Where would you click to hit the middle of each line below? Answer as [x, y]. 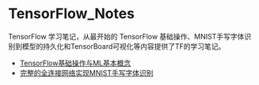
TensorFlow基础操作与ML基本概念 [75, 63]
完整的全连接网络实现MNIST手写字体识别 [86, 72]
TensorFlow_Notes [72, 14]
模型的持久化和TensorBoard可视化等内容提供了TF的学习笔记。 [124, 46]
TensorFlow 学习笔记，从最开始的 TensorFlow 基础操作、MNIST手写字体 [126, 36]
